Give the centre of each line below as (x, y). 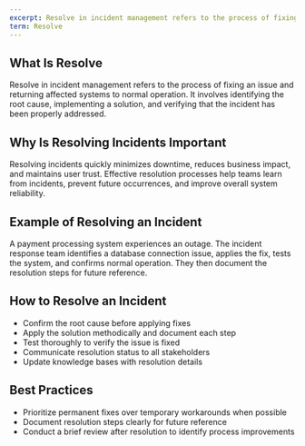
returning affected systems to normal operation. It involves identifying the (147, 94)
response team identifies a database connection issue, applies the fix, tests (150, 253)
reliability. (27, 193)
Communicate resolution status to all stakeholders (116, 352)
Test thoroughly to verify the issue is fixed (101, 342)
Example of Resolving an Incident (106, 222)
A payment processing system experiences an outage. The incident (136, 243)
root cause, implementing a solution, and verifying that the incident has (142, 104)
